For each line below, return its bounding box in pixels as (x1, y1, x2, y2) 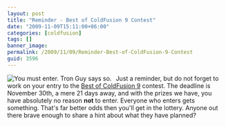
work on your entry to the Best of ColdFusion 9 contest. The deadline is (7, 81, 211, 90)
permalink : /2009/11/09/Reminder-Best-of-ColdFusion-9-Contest (7, 49, 194, 56)
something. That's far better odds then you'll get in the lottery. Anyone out (7, 103, 218, 111)
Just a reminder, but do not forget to (115, 74, 219, 82)
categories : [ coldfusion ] (7, 29, 82, 37)
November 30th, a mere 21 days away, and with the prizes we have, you (7, 89, 212, 97)
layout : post (7, 10, 45, 17)
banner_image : (7, 42, 48, 49)
